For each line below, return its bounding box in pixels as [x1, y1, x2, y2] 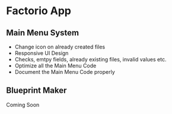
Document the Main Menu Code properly [14, 69, 115, 75]
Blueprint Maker [6, 86, 67, 96]
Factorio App [6, 4, 71, 18]
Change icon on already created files [14, 43, 106, 50]
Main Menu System [6, 28, 79, 38]
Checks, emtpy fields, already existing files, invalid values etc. [14, 56, 167, 63]
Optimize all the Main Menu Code [14, 62, 97, 69]
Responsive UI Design [14, 50, 69, 57]
